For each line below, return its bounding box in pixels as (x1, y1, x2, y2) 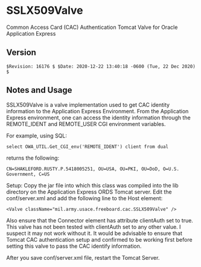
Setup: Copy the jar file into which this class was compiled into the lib (6, 181, 179, 189)
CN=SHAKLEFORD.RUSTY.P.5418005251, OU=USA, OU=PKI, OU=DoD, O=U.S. (6, 166, 180, 172)
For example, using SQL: (6, 132, 68, 139)
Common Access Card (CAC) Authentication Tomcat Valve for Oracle (6, 24, 178, 31)
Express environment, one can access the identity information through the (6, 114, 191, 121)
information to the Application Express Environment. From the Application (6, 107, 189, 115)
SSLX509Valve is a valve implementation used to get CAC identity (6, 101, 170, 108)
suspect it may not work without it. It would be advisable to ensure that (6, 230, 182, 237)
